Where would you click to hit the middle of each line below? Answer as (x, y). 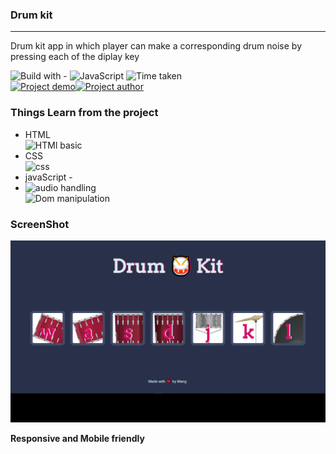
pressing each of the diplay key (75, 57)
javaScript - (48, 177)
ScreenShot (40, 224)
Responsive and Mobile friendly (77, 438)
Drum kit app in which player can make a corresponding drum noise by (156, 46)
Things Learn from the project (84, 113)
